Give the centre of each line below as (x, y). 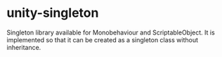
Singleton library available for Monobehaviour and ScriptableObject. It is (111, 32)
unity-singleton (53, 13)
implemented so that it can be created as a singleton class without (102, 39)
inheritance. (24, 47)
